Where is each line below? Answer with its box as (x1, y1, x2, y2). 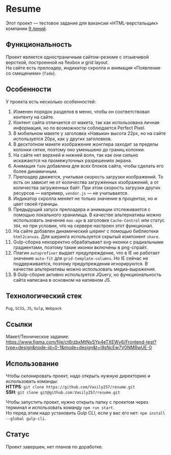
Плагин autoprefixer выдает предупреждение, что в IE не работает (13, 249, 160, 256)
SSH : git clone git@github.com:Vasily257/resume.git (6, 389, 120, 395)
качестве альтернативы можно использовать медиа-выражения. (13, 266, 156, 272)
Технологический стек (6, 291, 82, 300)
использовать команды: (6, 378, 58, 384)
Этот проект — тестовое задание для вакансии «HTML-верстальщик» (6, 20, 158, 26)
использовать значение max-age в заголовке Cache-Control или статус (13, 217, 165, 223)
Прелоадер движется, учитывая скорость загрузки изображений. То (13, 173, 163, 179)
